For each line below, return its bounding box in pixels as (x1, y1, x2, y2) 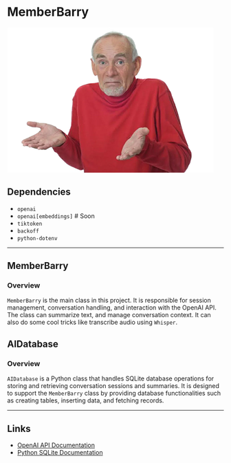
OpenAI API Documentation (16, 441, 95, 449)
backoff (16, 228, 39, 235)
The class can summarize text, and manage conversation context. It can (7, 311, 211, 319)
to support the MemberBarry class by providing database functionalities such (7, 389, 221, 398)
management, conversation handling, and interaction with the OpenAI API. (7, 303, 217, 312)
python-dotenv (16, 235, 58, 241)
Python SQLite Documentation (16, 448, 103, 456)
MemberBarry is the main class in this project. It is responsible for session (7, 297, 211, 305)
